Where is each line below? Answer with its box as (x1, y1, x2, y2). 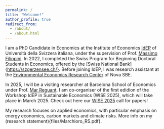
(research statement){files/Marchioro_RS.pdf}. (5, 118, 102, 124)
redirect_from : (5, 21, 37, 27)
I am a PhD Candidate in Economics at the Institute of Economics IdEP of (5, 45, 157, 51)
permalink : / (5, 7, 33, 13)
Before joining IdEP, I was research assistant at (61, 66, 159, 72)
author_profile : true (5, 17, 51, 22)
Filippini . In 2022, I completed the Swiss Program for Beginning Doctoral (5, 56, 156, 61)
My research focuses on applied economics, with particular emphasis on (5, 107, 157, 113)
